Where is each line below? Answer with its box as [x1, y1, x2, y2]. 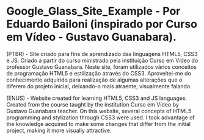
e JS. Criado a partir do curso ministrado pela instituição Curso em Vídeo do [6, 57, 199, 64]
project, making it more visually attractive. [6, 127, 112, 134]
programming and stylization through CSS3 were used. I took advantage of [6, 114, 195, 121]
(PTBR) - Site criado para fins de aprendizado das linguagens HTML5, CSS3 [6, 50, 198, 57]
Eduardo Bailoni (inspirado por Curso [6, 17, 197, 31]
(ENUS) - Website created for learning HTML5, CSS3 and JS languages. [6, 94, 188, 102]
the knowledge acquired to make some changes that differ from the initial [6, 120, 191, 127]
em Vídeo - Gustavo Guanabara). [6, 30, 177, 44]
